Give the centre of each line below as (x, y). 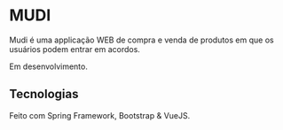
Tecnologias (44, 94)
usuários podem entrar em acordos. (75, 49)
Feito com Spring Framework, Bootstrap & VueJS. (100, 115)
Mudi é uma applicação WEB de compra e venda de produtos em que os (141, 40)
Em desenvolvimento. (49, 66)
